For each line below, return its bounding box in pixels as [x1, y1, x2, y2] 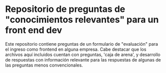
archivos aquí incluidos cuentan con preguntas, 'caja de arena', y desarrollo [5, 51, 161, 58]
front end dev [5, 25, 62, 36]
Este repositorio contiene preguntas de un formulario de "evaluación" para [5, 41, 159, 47]
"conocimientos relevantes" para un [5, 14, 159, 25]
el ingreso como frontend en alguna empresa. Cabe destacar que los [5, 46, 147, 52]
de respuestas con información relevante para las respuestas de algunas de [5, 57, 161, 63]
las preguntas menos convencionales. [5, 62, 83, 68]
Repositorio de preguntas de [5, 3, 126, 15]
